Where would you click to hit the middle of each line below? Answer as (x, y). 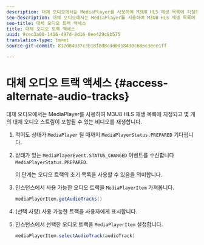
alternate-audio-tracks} (68, 96)
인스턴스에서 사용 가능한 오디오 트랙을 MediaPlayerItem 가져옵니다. (95, 187)
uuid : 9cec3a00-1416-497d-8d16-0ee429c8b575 (63, 35)
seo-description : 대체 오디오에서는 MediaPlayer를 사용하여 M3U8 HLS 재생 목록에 (101, 18)
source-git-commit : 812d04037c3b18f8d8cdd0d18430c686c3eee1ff (87, 46)
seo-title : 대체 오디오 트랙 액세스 (46, 23)
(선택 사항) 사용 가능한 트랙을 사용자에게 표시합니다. (76, 211)
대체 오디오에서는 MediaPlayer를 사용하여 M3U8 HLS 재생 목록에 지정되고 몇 (98, 114)
